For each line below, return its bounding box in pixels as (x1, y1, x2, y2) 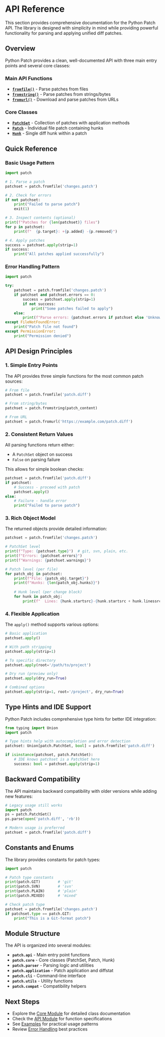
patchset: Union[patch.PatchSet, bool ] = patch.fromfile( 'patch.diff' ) (5, 743, 155, 749)
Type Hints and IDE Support (5, 703, 91, 711)
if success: (5, 247, 29, 252)
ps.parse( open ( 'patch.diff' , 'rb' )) (5, 816, 80, 821)
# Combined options (5, 685, 45, 690)
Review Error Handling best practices (12, 1026, 88, 1032)
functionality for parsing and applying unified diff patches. (5, 30, 123, 36)
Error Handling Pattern (5, 263, 60, 270)
